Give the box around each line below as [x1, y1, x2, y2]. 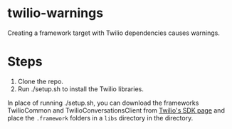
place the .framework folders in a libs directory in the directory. [7, 113, 194, 122]
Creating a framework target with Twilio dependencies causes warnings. [7, 29, 221, 37]
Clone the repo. [17, 77, 64, 86]
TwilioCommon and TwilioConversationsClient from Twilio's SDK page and [7, 105, 226, 115]
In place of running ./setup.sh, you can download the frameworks [7, 98, 199, 107]
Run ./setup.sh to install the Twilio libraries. [17, 84, 144, 93]
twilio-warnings [7, 5, 104, 21]
